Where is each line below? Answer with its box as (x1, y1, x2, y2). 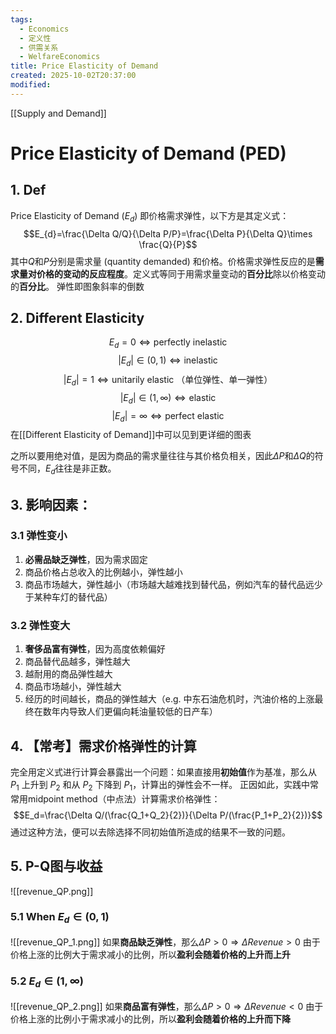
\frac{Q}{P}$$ (138, 238, 198, 250)
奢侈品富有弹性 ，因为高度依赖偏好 (24, 643, 166, 655)
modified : (10, 80, 52, 90)
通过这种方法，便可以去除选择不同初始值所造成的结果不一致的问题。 (10, 826, 291, 838)
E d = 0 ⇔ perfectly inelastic (108, 336, 228, 351)
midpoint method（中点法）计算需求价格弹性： (27, 792, 221, 805)
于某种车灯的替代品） (24, 591, 113, 603)
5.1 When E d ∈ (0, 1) (10, 910, 110, 926)
